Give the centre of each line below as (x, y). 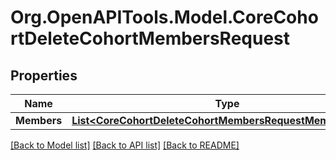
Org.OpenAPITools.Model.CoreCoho (164, 17)
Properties (44, 75)
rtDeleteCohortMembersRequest (150, 38)
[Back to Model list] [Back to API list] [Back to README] (125, 145)
